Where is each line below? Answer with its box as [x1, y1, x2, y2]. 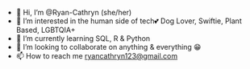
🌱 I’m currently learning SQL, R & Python [15, 34, 151, 43]
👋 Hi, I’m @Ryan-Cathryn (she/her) [15, 8, 132, 17]
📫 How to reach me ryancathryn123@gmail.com [15, 51, 178, 60]
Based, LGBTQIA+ [15, 25, 76, 34]
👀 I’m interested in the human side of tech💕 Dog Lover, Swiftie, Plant [15, 16, 242, 26]
